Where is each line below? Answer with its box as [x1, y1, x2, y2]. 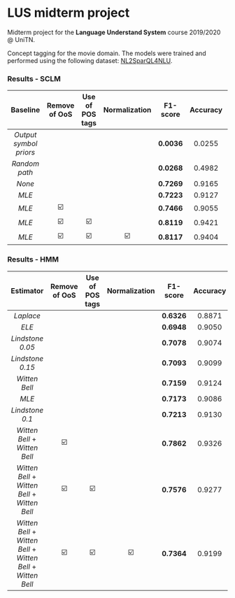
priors [15, 148, 36, 157]
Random [11, 159, 40, 169]
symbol [13, 138, 38, 148]
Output [13, 130, 37, 140]
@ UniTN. [7, 35, 36, 43]
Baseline [10, 105, 41, 115]
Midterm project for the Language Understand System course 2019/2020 [7, 28, 221, 36]
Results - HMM [7, 255, 59, 264]
